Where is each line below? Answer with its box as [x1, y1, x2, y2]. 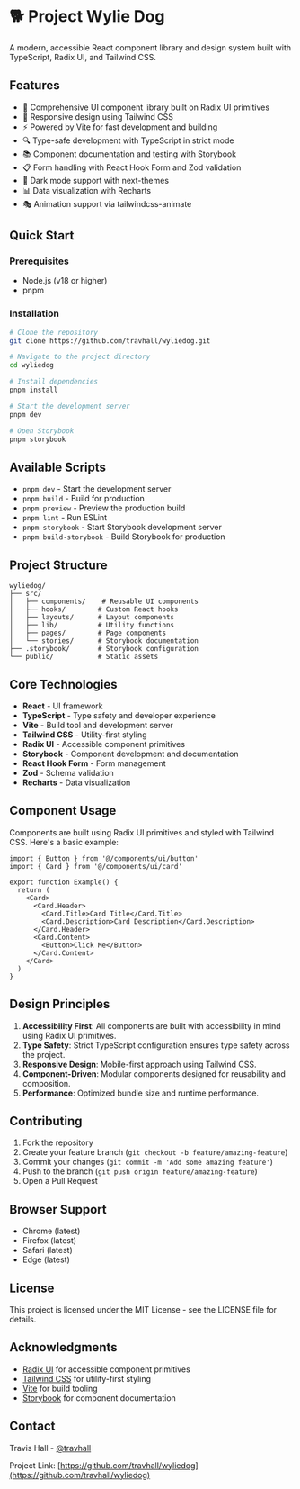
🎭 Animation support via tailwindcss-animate [22, 198, 192, 209]
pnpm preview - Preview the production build [22, 502, 186, 513]
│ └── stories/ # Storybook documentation [9, 636, 199, 645]
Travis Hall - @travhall [9, 1442, 92, 1453]
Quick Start [9, 228, 75, 243]
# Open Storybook [9, 426, 75, 436]
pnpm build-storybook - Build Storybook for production [22, 531, 226, 542]
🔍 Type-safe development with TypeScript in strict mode [22, 135, 234, 146]
